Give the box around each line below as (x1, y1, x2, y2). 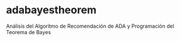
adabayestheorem (6, 3, 97, 17)
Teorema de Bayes (6, 28, 51, 35)
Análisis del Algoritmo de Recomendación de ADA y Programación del (6, 23, 174, 29)
